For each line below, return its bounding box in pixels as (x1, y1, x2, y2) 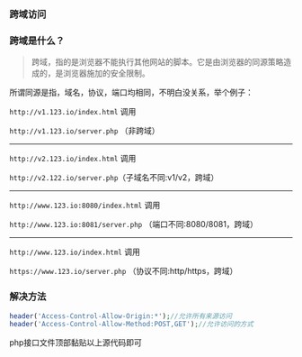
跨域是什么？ (9, 34, 66, 47)
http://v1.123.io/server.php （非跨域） (9, 125, 160, 136)
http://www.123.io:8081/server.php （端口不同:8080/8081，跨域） (9, 219, 259, 230)
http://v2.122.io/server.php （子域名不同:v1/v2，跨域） (9, 172, 219, 183)
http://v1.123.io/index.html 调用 (9, 106, 137, 117)
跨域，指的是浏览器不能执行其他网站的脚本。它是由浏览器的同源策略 (31, 57, 284, 68)
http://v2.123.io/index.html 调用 (9, 153, 137, 164)
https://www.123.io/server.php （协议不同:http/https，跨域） (9, 266, 238, 277)
